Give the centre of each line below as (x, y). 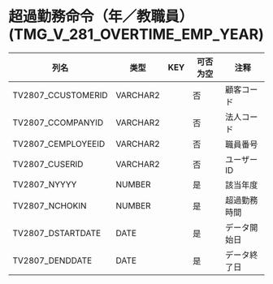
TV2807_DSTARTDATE (57, 233)
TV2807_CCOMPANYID (58, 123)
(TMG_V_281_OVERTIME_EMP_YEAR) (136, 34)
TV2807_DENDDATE (52, 260)
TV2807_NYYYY (45, 184)
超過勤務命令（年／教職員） (101, 17)
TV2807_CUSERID (48, 164)
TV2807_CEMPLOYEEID (59, 144)
